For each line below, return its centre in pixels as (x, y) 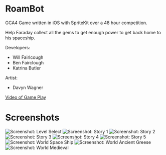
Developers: (18, 47)
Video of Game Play (26, 97)
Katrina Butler (27, 68)
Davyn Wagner (28, 87)
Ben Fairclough (28, 62)
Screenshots (32, 118)
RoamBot (25, 9)
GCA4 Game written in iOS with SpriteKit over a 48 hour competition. (76, 23)
